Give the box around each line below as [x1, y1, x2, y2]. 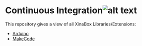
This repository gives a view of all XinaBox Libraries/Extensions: [5, 21, 137, 27]
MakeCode [12, 36, 35, 42]
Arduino [12, 30, 29, 36]
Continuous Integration [5, 5, 103, 16]
